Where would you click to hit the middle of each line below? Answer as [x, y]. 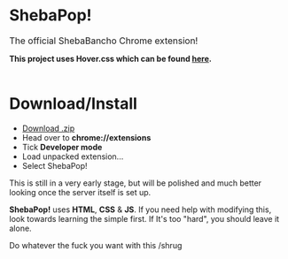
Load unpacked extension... [73, 156]
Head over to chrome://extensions [86, 137]
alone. [21, 228]
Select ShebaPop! [54, 165]
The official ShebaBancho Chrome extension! [104, 41]
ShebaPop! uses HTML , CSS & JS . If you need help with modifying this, [140, 209]
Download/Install [73, 104]
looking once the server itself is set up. [80, 192]
